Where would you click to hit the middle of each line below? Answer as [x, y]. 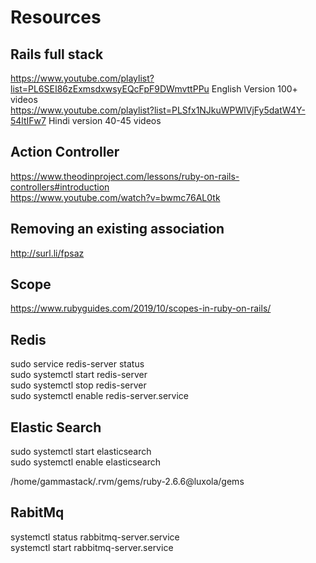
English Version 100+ [254, 89]
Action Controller [65, 152]
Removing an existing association [117, 229]
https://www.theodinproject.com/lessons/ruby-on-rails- [125, 176]
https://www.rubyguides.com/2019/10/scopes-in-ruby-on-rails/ [141, 308]
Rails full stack [57, 54]
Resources [56, 17]
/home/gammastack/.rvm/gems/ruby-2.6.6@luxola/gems [127, 482]
